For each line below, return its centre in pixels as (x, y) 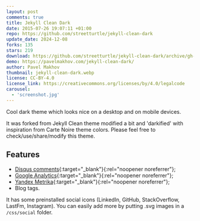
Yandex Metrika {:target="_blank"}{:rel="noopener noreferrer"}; (92, 182)
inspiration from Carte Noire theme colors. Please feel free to (81, 129)
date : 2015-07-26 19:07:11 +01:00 (49, 28)
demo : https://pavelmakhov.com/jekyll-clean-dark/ (70, 61)
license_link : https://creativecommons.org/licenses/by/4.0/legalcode (96, 84)
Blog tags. (27, 188)
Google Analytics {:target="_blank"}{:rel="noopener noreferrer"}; (94, 175)
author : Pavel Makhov (33, 67)
